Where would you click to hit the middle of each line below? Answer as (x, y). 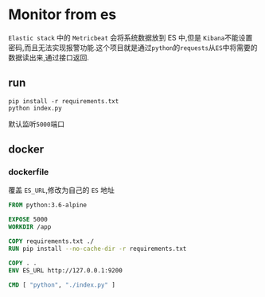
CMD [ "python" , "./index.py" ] (62, 285)
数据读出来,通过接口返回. (49, 57)
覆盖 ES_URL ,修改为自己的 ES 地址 (62, 190)
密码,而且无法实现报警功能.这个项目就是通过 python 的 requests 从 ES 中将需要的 (133, 47)
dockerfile (29, 172)
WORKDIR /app (30, 227)
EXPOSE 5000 (28, 220)
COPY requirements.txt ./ (51, 241)
